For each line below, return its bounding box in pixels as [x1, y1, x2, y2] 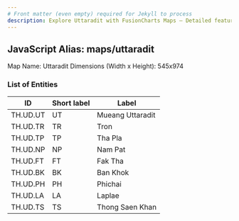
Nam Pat [97, 144, 126, 154]
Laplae [97, 191, 119, 200]
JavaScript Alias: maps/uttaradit [7, 43, 155, 55]
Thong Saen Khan [97, 202, 157, 212]
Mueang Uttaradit [97, 110, 156, 120]
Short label [52, 98, 90, 108]
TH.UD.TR [11, 121, 45, 131]
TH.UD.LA [11, 191, 45, 200]
